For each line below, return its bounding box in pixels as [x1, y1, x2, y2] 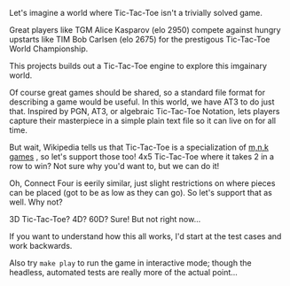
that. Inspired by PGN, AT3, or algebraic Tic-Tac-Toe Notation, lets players [9, 106, 280, 116]
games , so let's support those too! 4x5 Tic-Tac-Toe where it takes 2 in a [9, 151, 275, 162]
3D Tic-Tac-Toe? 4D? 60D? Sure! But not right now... [9, 214, 201, 224]
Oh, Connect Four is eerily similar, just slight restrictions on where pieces [9, 178, 276, 189]
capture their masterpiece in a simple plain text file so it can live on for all [9, 115, 277, 126]
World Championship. [9, 43, 89, 54]
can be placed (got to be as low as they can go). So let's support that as [9, 188, 272, 197]
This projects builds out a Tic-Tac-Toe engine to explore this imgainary [9, 61, 268, 71]
